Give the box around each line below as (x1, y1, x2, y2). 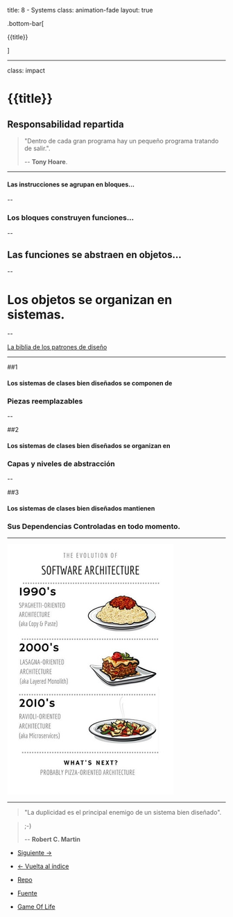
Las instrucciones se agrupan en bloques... (7, 180, 135, 189)
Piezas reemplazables (7, 396, 83, 406)
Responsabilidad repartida (7, 118, 124, 130)
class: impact (7, 66, 45, 74)
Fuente (17, 888, 37, 897)
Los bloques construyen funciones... (7, 213, 135, 223)
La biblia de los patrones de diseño (7, 343, 107, 351)
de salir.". (24, 144, 51, 152)
